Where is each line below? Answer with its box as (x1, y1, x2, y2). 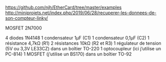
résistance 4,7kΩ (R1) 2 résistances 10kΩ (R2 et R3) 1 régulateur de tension (5, 40, 161, 46)
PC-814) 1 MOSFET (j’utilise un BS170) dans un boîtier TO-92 (5, 51, 132, 57)
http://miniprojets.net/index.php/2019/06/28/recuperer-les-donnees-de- (5, 10, 157, 16)
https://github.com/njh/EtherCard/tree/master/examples (5, 5, 122, 10)
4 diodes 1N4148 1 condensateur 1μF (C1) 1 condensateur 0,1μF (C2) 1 (5, 35, 150, 41)
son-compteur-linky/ (5, 15, 48, 21)
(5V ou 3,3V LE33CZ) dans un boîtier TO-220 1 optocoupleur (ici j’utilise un (5, 46, 161, 51)
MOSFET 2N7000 (5, 25, 42, 31)
